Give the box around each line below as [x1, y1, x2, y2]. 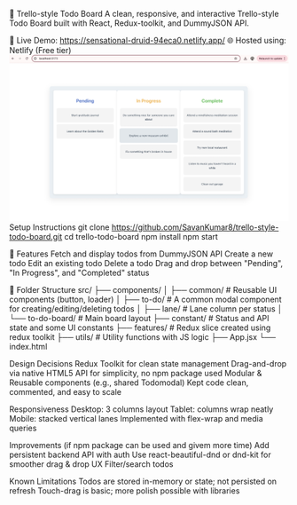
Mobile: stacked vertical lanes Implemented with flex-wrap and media [9, 413, 263, 423]
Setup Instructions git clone [9, 222, 110, 233]
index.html [9, 341, 48, 351]
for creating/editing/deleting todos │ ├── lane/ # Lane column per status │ [9, 303, 283, 314]
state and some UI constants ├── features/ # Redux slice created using [9, 322, 271, 333]
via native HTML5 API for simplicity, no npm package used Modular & [9, 367, 262, 378]
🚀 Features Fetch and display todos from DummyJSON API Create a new [9, 249, 273, 259]
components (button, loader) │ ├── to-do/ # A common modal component [9, 294, 282, 304]
